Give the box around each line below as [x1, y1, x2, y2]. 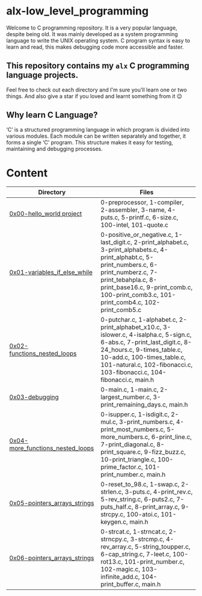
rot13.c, [100, 558, 123, 566]
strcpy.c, [100, 510, 125, 518]
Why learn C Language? [6, 110, 98, 120]
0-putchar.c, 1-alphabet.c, [100, 315, 178, 324]
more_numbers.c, [100, 432, 150, 441]
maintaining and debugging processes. [6, 145, 103, 152]
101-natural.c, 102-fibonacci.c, [100, 360, 193, 369]
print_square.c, [100, 447, 143, 456]
